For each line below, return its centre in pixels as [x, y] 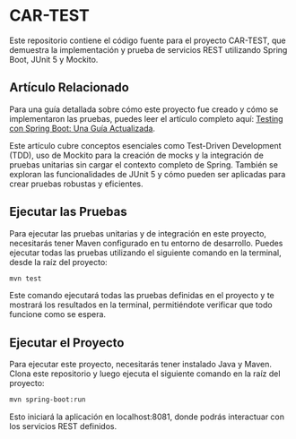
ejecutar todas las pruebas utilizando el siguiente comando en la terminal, [145, 253]
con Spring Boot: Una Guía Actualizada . [82, 128]
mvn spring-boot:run [48, 400]
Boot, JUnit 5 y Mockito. [54, 59]
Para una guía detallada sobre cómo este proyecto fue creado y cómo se [144, 109]
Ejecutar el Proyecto [67, 343]
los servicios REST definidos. [63, 426]
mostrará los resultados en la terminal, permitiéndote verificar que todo [141, 305]
